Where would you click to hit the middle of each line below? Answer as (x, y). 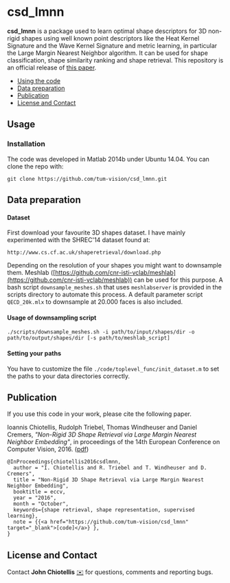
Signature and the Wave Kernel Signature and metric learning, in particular (112, 45)
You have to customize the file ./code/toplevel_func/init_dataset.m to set (113, 368)
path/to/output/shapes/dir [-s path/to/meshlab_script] (89, 338)
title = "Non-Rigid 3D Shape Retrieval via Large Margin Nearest (109, 480)
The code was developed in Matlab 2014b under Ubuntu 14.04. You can (108, 159)
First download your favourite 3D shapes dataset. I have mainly (96, 233)
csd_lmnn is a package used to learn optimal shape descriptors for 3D (107, 31)
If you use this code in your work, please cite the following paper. (100, 414)
